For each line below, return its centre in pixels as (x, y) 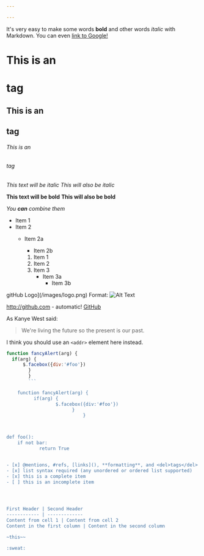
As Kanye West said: (32, 318)
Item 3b (61, 283)
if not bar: (32, 443)
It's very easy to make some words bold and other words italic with (91, 29)
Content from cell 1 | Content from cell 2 (63, 521)
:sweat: (16, 548)
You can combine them (36, 208)
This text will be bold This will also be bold (61, 197)
